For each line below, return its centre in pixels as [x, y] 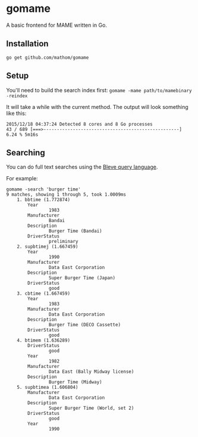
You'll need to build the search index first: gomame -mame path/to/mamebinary [99, 90]
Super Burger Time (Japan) [82, 278]
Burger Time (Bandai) [75, 231]
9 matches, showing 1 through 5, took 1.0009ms [66, 195]
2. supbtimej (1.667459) [48, 247]
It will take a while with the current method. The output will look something [97, 107]
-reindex [17, 96]
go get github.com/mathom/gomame [48, 57]
